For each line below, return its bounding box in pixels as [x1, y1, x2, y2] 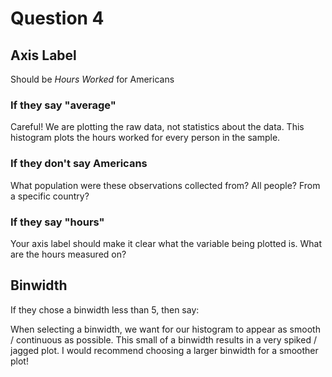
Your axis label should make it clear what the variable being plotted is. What [10, 237, 323, 249]
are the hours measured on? [10, 248, 127, 260]
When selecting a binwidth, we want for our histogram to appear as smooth [10, 323, 321, 335]
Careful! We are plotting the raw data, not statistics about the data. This [10, 121, 305, 133]
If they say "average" [10, 98, 117, 112]
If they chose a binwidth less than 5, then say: [10, 303, 200, 316]
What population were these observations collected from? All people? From [10, 179, 321, 191]
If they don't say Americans [10, 157, 148, 171]
